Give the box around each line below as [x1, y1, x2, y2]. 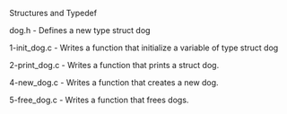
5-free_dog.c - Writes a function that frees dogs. [9, 94, 189, 105]
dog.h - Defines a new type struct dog [9, 25, 151, 35]
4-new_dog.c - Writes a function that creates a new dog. [9, 77, 219, 88]
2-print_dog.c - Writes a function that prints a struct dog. [9, 60, 220, 70]
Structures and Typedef [9, 8, 97, 18]
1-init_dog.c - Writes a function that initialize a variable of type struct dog [9, 42, 279, 53]
